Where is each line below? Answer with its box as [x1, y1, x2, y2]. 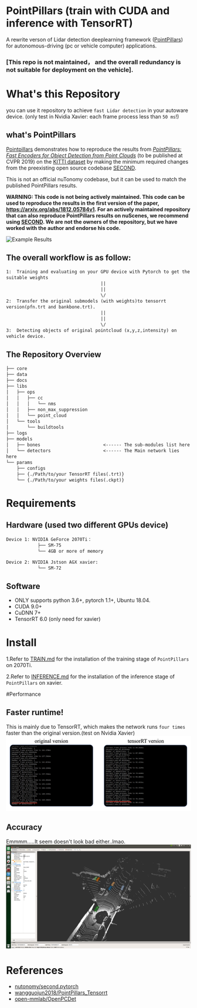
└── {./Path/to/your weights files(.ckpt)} [16, 477, 125, 483]
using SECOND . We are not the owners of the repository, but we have [6, 218, 178, 225]
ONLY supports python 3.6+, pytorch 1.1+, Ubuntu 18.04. [14, 597, 151, 604]
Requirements [6, 497, 76, 510]
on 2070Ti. [6, 661, 32, 668]
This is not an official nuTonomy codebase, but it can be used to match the [6, 175, 186, 182]
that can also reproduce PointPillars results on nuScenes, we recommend [6, 212, 189, 219]
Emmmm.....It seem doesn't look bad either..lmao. [6, 838, 126, 845]
